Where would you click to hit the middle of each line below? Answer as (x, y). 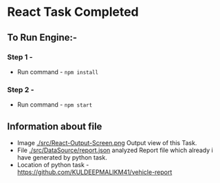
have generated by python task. (62, 157)
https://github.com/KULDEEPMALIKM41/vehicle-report (95, 172)
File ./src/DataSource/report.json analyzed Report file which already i (115, 150)
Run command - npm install (57, 72)
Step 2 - (21, 89)
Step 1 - (20, 57)
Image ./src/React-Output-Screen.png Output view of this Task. (107, 142)
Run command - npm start (55, 105)
